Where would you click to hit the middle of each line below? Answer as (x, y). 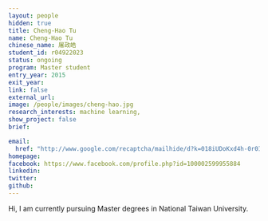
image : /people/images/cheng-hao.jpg (71, 105)
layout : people (33, 16)
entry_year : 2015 (37, 75)
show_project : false (43, 120)
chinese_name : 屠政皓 (42, 45)
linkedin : (25, 171)
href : (25, 148)
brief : (19, 127)
